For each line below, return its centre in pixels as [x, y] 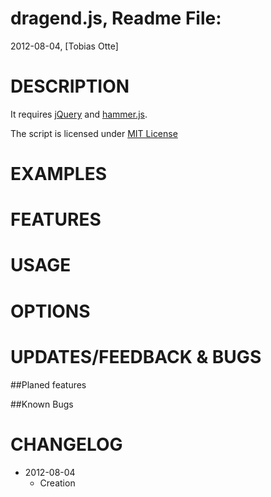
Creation [57, 483]
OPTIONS [50, 311]
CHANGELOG [66, 444]
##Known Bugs [42, 404]
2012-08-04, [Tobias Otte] [64, 46]
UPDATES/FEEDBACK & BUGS [136, 356]
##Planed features [48, 384]
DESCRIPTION [70, 86]
